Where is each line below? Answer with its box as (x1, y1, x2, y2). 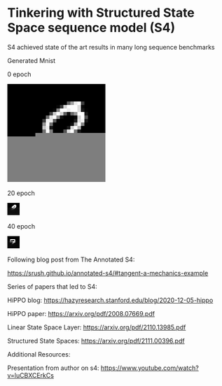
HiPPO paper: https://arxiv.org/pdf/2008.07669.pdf (7, 309, 155, 317)
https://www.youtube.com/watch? (100, 364, 200, 372)
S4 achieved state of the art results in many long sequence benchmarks (7, 43, 215, 51)
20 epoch (7, 189, 35, 197)
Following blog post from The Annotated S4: (7, 255, 135, 264)
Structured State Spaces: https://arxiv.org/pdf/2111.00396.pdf (7, 336, 185, 345)
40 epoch (7, 222, 36, 230)
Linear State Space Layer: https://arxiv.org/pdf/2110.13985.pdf (7, 323, 186, 331)
